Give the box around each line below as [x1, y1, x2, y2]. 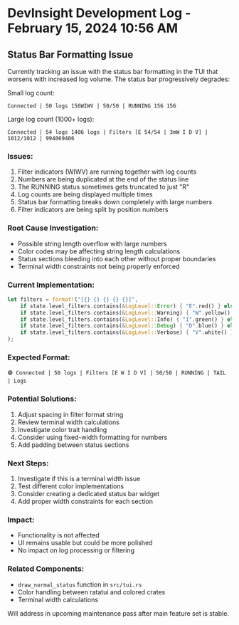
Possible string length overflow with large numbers [17, 239, 167, 248]
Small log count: [7, 89, 55, 97]
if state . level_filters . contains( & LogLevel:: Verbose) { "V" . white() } [20, 329, 234, 336]
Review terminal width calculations [17, 418, 119, 426]
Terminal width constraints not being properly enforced [17, 262, 180, 271]
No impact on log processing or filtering [17, 546, 135, 555]
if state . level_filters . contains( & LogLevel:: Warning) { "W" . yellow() [20, 309, 231, 316]
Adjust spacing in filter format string [17, 410, 124, 419]
